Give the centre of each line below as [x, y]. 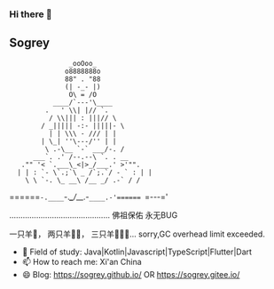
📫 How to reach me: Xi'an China [82, 261]
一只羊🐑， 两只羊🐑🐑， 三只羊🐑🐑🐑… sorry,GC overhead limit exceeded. [137, 234]
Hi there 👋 [31, 14]
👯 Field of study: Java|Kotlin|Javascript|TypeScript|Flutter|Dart [137, 252]
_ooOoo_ [83, 63]
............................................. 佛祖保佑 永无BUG [94, 215]
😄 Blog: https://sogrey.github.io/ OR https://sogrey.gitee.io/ [131, 274]
